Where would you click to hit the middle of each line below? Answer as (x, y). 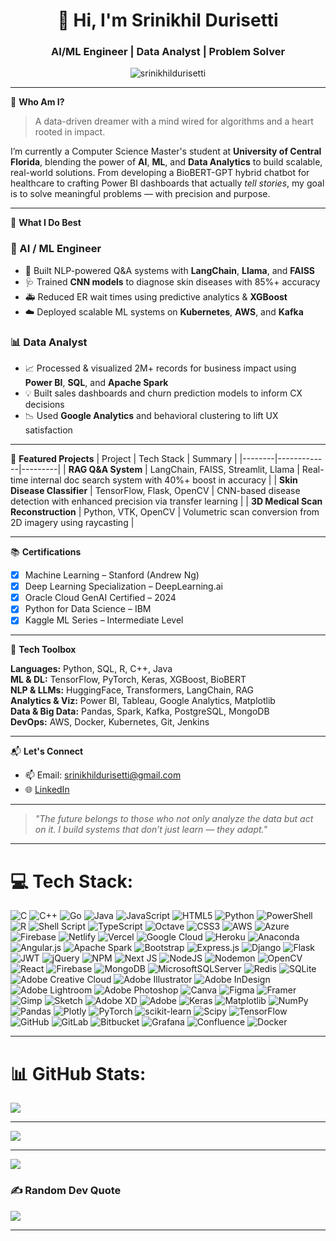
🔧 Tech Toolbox (43, 650)
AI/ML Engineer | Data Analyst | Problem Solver (168, 52)
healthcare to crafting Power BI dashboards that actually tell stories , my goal (167, 183)
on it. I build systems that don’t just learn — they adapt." (151, 830)
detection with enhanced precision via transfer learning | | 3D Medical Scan (166, 501)
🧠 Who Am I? (37, 102)
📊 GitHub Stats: (78, 1073)
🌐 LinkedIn (47, 790)
